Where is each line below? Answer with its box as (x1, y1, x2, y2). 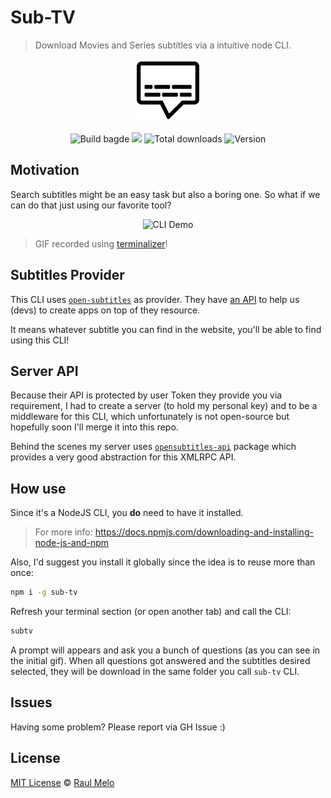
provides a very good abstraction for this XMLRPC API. (10, 451, 237, 463)
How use (10, 480, 67, 497)
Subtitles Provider (10, 267, 125, 284)
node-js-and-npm (34, 537, 110, 549)
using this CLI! (10, 334, 70, 346)
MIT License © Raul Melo (10, 776, 115, 788)
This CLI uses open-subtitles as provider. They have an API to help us (10, 293, 300, 305)
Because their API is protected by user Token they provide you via (10, 389, 283, 401)
